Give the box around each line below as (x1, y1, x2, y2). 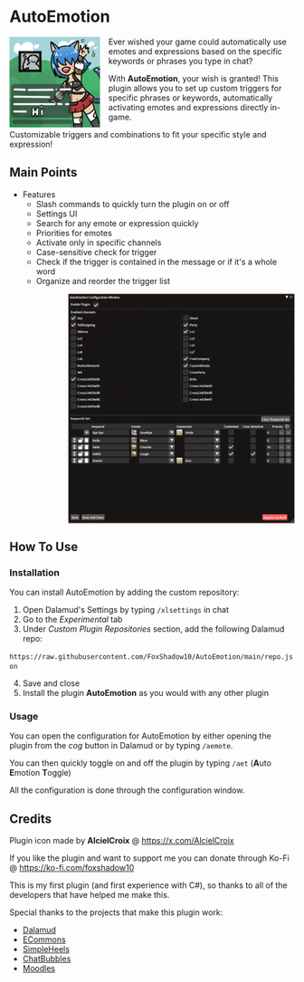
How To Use (9, 539, 79, 554)
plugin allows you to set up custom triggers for (108, 82, 282, 93)
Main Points (9, 165, 78, 180)
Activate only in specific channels (35, 237, 162, 248)
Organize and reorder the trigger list (35, 275, 170, 286)
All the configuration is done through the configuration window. (9, 785, 245, 796)
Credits (9, 811, 52, 826)
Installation (9, 566, 61, 578)
